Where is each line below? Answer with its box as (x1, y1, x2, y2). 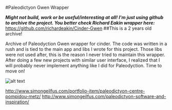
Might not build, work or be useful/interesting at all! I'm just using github (5, 14, 164, 20)
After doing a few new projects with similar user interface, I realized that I (5, 57, 160, 63)
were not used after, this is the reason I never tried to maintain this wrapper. (5, 51, 165, 58)
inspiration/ (5, 99, 29, 105)
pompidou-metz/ (5, 94, 41, 99)
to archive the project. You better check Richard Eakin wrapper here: (5, 20, 155, 26)
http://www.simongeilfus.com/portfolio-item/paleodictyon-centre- (5, 88, 145, 94)
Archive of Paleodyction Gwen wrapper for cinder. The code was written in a (5, 41, 167, 47)
